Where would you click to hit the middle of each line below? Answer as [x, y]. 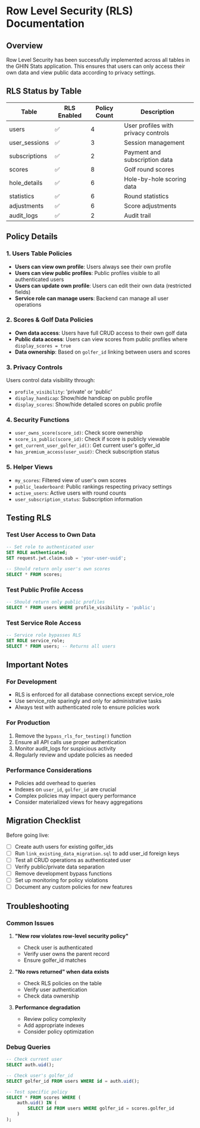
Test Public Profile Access [45, 589]
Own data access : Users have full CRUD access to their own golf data [101, 333]
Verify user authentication [55, 989]
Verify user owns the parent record [67, 954]
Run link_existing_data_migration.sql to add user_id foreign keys [97, 853]
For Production [28, 723]
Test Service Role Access [44, 623]
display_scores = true [43, 346]
